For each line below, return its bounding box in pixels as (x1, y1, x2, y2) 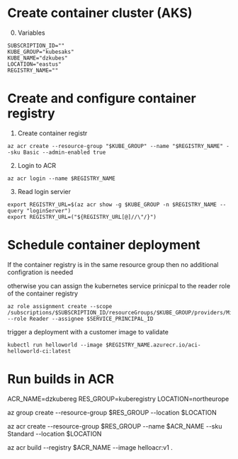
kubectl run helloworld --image (7, 341, 103, 348)
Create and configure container (7, 91, 196, 107)
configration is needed (7, 268, 74, 276)
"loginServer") (25, 207, 72, 214)
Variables (17, 28, 45, 37)
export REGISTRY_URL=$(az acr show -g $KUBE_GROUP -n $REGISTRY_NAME (7, 200, 217, 208)
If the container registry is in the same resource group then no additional (7, 260, 219, 268)
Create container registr (17, 129, 88, 137)
